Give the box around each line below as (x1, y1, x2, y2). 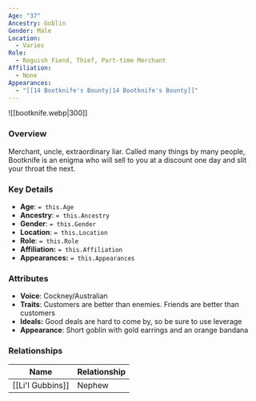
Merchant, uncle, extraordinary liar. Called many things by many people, (8, 146, 246, 156)
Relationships (8, 346, 63, 357)
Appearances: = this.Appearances (19, 253, 135, 262)
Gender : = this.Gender (19, 218, 97, 229)
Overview (8, 128, 47, 140)
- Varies (15, 42, 45, 50)
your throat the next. (8, 164, 76, 173)
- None (15, 71, 38, 79)
